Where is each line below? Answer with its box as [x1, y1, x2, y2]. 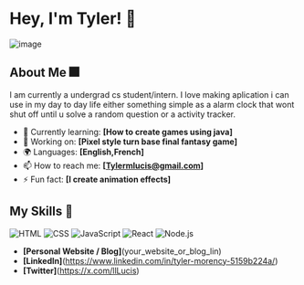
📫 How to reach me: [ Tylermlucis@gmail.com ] [22, 160, 204, 171]
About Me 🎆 [9, 65, 79, 80]
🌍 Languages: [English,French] [22, 146, 144, 157]
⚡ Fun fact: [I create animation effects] [22, 174, 172, 185]
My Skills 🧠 [9, 204, 73, 219]
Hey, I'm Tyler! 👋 [9, 8, 137, 29]
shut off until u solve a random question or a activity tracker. [9, 109, 236, 120]
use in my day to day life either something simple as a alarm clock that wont [9, 99, 295, 110]
